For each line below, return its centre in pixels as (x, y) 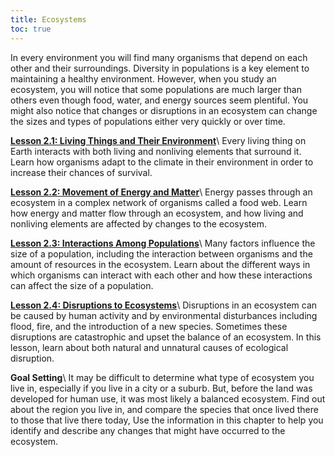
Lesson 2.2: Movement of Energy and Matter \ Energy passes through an (161, 192)
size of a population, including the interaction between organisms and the (161, 253)
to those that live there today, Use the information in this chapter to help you (167, 420)
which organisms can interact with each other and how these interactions (161, 275)
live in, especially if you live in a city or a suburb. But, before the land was (161, 388)
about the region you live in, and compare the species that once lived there (164, 409)
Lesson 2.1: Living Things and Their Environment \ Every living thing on (158, 140)
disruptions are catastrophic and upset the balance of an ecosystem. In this (166, 337)
